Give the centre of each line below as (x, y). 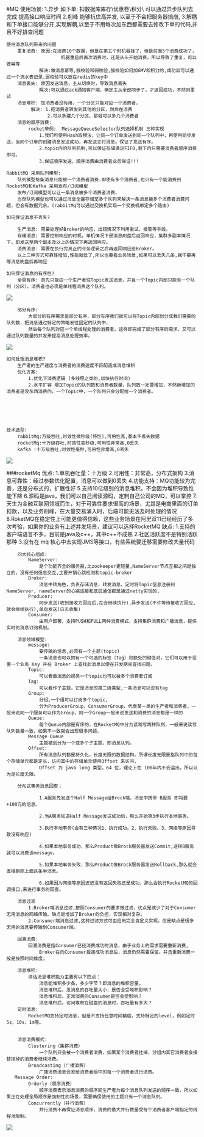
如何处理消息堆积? (26, 359)
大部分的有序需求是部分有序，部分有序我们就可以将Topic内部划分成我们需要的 (112, 316)
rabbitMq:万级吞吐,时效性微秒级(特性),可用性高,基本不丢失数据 (89, 437)
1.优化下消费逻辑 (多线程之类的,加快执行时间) (79, 379)
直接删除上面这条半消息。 (33, 871)
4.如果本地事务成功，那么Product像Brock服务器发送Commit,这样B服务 (117, 846)
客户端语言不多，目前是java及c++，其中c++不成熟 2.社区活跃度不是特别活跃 (102, 534)
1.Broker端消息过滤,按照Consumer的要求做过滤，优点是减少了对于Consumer (112, 908)
